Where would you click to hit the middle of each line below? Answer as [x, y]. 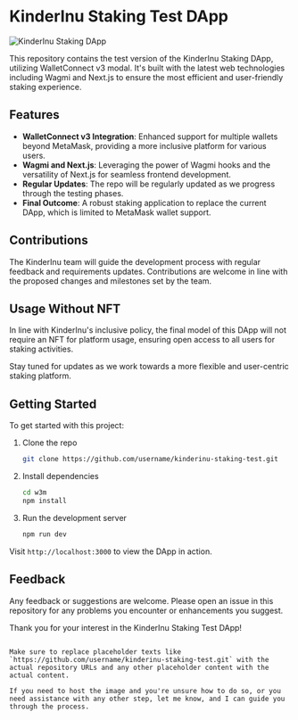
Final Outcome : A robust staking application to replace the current [144, 203]
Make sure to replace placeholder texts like [95, 652]
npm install [44, 501]
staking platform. [40, 376]
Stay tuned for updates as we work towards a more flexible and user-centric [149, 367]
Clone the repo [50, 443]
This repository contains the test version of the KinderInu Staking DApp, [141, 58]
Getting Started [53, 404]
